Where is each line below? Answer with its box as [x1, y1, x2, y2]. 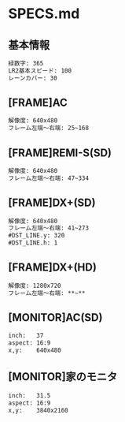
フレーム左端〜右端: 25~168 [8, 124, 89, 133]
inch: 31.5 [8, 391, 51, 399]
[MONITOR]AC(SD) [8, 311, 103, 324]
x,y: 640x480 [8, 346, 61, 355]
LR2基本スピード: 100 [8, 66, 72, 75]
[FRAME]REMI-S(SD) [8, 146, 112, 159]
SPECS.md [8, 5, 80, 23]
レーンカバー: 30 [8, 74, 57, 82]
